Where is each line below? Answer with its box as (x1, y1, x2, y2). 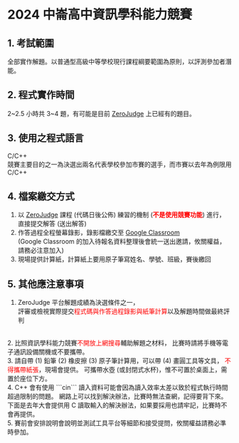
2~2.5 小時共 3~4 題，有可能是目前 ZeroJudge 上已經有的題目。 (7, 109, 196, 118)
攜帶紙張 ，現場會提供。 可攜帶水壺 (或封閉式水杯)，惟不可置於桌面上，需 (13, 365, 228, 374)
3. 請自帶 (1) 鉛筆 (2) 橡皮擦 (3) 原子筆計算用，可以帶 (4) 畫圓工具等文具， (7, 357, 223, 365)
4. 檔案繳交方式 (7, 190, 75, 203)
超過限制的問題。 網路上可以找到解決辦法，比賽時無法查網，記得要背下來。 (7, 392, 228, 401)
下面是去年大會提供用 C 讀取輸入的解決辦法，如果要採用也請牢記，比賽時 (7, 401, 222, 410)
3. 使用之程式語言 (7, 132, 84, 145)
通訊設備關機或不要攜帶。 (13, 348, 89, 356)
